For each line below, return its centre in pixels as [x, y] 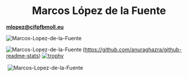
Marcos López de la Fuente [99, 11]
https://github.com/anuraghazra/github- [133, 49]
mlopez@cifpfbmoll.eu [35, 27]
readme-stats [23, 55]
